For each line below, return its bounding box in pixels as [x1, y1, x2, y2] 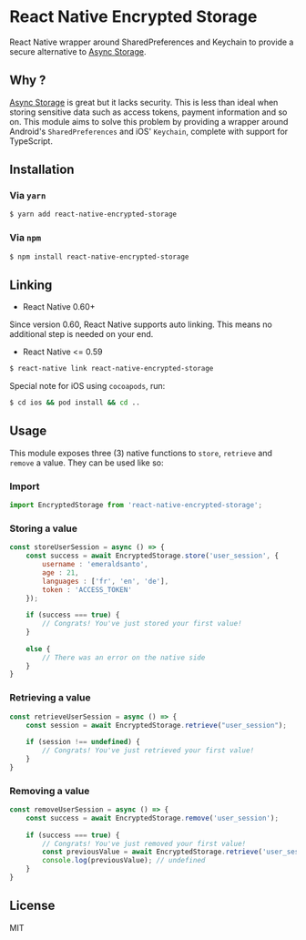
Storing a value [9, 522, 78, 535]
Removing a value [9, 784, 90, 797]
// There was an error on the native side [42, 653, 206, 662]
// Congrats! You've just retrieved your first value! [42, 746, 255, 755]
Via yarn [9, 189, 46, 202]
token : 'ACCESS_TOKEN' [42, 585, 132, 594]
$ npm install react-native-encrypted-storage [9, 252, 189, 261]
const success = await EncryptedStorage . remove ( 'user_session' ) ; [25, 813, 280, 822]
